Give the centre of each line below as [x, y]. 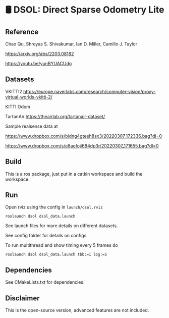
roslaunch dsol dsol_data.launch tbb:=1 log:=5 [56, 255]
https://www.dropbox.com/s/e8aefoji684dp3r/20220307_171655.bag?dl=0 [82, 146]
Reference [22, 32]
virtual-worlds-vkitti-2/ [29, 97]
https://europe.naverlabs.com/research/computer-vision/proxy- [90, 91]
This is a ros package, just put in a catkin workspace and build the [74, 174]
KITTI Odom [18, 107]
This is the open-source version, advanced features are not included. [77, 310]
